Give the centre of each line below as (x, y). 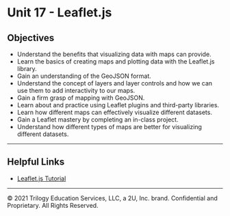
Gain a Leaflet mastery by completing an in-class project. (98, 120)
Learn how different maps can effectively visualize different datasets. (114, 112)
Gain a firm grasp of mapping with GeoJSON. (81, 98)
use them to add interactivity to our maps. (76, 91)
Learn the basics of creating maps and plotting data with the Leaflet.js (116, 62)
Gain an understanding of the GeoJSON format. (84, 76)
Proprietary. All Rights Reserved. (53, 205)
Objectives (31, 38)
